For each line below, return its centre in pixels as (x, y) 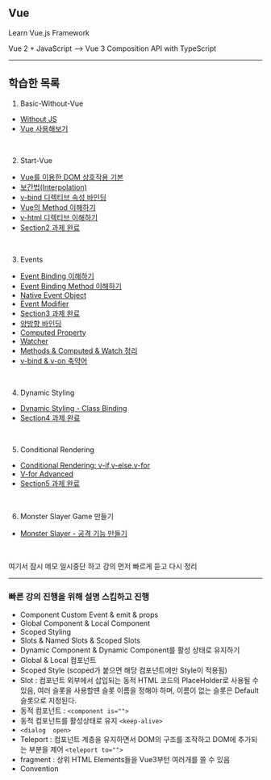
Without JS (39, 119)
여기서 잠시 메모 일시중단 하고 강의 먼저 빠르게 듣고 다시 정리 (103, 566)
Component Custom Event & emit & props (89, 614)
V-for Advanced (47, 474)
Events (31, 259)
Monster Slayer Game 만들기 (67, 516)
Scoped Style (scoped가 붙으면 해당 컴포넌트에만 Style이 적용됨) (124, 670)
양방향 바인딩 (41, 323)
